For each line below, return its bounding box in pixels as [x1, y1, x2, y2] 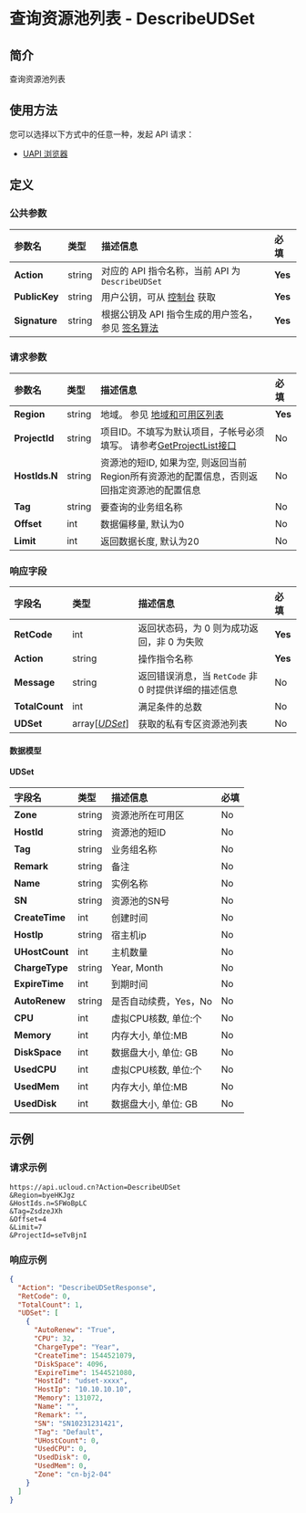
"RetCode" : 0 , [17, 1291, 71, 1301]
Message [14, 677, 56, 689]
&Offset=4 [9, 1214, 47, 1224]
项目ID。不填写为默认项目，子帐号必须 [99, 426, 265, 438]
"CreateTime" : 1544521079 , [33, 1350, 137, 1361]
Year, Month [110, 961, 164, 973]
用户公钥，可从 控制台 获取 [101, 290, 216, 303]
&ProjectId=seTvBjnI [9, 1230, 88, 1240]
